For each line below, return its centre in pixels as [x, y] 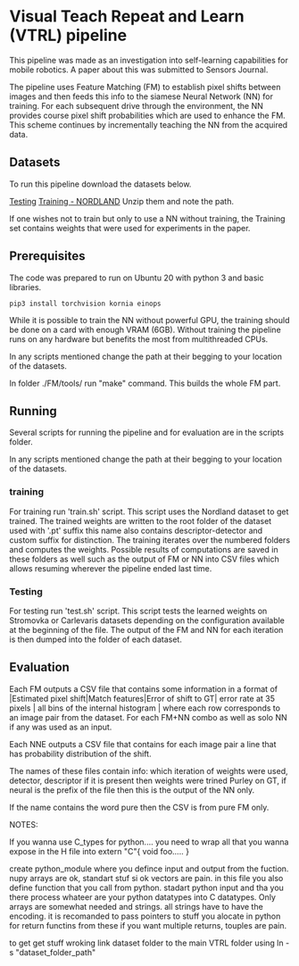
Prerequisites [47, 256]
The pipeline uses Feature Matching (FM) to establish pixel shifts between [145, 87]
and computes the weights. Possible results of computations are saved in [144, 549]
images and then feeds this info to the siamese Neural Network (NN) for [141, 96]
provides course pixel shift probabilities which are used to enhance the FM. [147, 115]
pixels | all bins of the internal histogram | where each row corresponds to [145, 708]
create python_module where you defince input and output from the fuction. [149, 869]
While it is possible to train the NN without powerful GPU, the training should [149, 320]
